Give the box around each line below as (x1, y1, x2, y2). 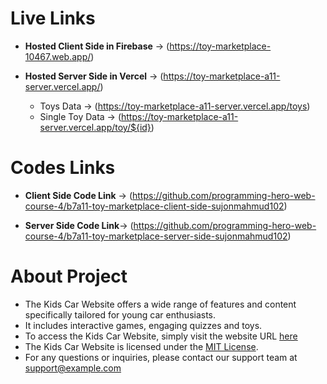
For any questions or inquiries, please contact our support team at (24, 351, 298, 363)
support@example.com (24, 362, 122, 374)
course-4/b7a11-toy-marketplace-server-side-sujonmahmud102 (24, 230, 288, 242)
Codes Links (10, 157, 116, 179)
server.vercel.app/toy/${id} (39, 121, 152, 133)
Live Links (10, 7, 96, 30)
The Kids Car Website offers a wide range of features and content (24, 298, 297, 310)
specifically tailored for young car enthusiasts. (24, 308, 217, 321)
